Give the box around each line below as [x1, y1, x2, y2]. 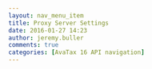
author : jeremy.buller [8, 33, 84, 42]
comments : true [8, 41, 59, 49]
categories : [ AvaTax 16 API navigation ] [8, 48, 146, 56]
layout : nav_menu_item [8, 11, 84, 20]
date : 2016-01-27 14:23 [8, 26, 88, 34]
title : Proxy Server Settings [8, 19, 110, 27]
